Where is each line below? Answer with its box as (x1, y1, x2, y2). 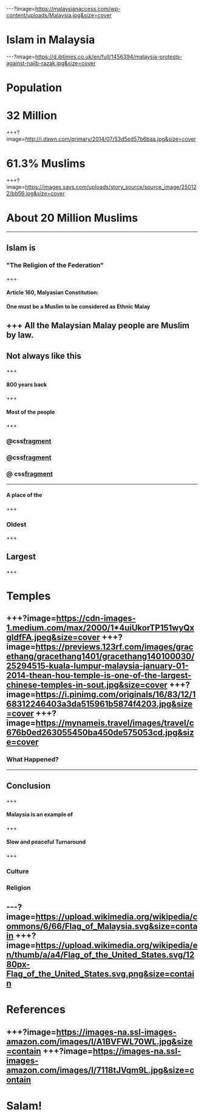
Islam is (6, 243, 36, 253)
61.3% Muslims (6, 157, 86, 171)
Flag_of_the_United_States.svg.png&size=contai (6, 969, 194, 980)
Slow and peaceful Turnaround (6, 838, 86, 846)
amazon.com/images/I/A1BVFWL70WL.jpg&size (6, 1036, 193, 1047)
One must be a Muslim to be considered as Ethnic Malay (6, 303, 151, 310)
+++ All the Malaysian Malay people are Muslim (6, 320, 190, 331)
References (6, 1003, 66, 1017)
